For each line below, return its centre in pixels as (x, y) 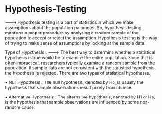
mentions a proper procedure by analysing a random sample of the (72, 33)
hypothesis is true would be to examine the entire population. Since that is (79, 57)
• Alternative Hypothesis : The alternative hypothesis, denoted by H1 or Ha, (80, 97)
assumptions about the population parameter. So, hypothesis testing (73, 27)
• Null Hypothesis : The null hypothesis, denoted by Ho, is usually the (74, 82)
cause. (28, 107)
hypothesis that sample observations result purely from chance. (69, 87)
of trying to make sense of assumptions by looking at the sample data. (75, 43)
